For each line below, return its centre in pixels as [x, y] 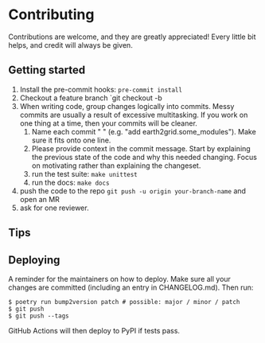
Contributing [51, 15]
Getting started [47, 70]
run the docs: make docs [70, 182]
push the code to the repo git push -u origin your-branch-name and [133, 191]
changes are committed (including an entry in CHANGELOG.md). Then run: [131, 287]
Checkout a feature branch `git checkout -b [91, 98]
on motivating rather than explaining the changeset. [116, 166]
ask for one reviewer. [54, 208]
